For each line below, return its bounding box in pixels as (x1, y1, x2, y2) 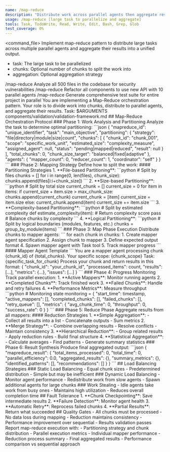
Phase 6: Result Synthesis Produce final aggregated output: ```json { (5, 344, 147, 350)
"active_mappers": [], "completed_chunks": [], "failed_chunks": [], (5, 296, 143, 302)
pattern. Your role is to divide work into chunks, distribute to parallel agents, (5, 103, 163, 109)
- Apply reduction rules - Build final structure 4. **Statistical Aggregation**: (5, 334, 164, 340)
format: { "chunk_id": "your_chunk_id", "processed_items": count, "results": (5, 264, 163, 270)
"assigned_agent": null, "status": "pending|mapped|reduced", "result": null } (5, 146, 164, 152)
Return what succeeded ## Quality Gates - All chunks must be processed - (5, 409, 162, 415)
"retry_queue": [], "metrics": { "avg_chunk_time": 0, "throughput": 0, (5, 301, 147, 307)
